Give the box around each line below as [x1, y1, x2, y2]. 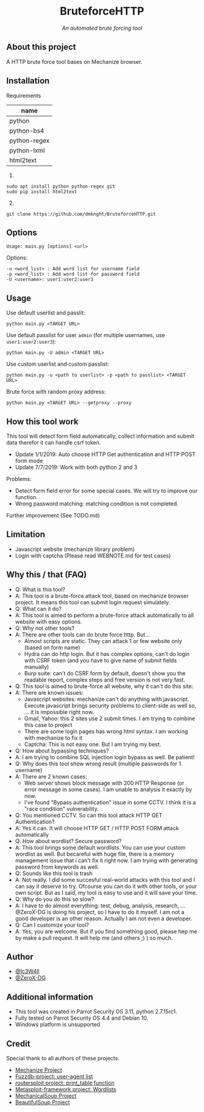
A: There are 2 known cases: [15, 773, 87, 780]
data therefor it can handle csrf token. [6, 439, 101, 446]
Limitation [6, 530, 46, 540]
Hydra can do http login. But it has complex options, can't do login [24, 650, 190, 657]
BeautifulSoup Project [15, 1099, 70, 1106]
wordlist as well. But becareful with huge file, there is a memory [15, 850, 174, 858]
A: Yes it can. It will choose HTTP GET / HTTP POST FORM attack [15, 824, 179, 831]
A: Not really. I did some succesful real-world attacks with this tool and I [15, 876, 195, 883]
